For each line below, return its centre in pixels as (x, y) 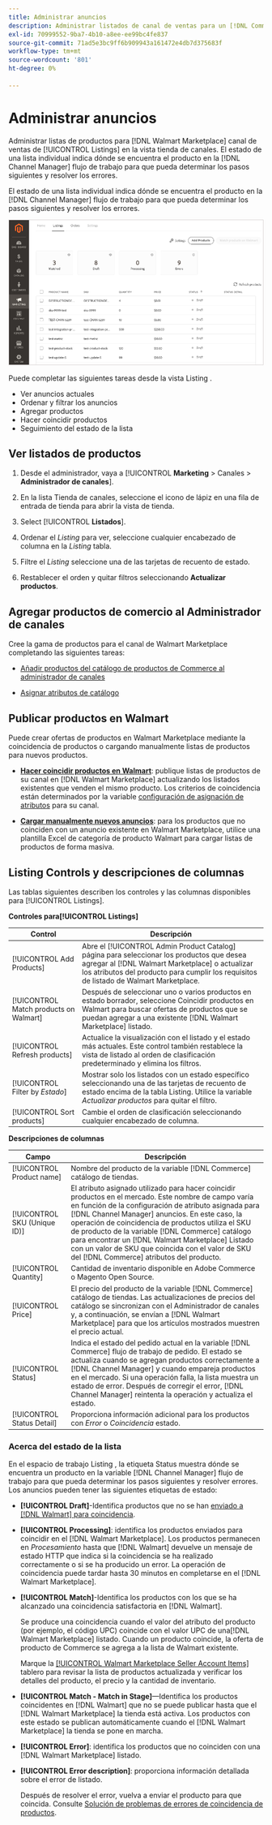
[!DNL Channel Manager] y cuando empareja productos (164, 1368)
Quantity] (28, 1277)
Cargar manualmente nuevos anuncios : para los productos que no (132, 821)
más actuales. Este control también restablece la (162, 1046)
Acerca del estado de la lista (65, 1446)
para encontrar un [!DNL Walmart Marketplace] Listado (162, 1240)
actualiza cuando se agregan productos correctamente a (165, 1360)
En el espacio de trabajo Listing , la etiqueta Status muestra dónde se (124, 1464)
